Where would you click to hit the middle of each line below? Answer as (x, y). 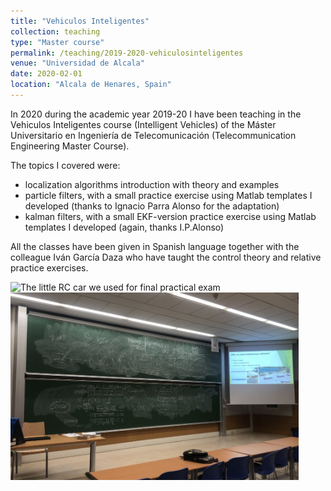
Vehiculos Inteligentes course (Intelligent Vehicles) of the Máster (143, 124)
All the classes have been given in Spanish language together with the (155, 246)
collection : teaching (55, 31)
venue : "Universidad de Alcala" (77, 63)
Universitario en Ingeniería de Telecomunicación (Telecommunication (153, 135)
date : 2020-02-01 (46, 74)
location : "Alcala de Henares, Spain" (91, 85)
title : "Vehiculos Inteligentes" (80, 21)
